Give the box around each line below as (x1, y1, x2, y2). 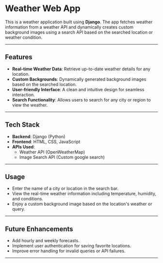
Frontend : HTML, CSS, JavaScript (12, 139, 81, 145)
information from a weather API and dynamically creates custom (5, 24, 134, 30)
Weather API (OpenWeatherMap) (19, 149, 85, 155)
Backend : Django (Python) (12, 133, 65, 139)
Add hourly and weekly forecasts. (12, 238, 80, 244)
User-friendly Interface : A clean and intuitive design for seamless (12, 86, 145, 92)
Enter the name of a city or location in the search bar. (12, 185, 119, 192)
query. (12, 206, 25, 212)
